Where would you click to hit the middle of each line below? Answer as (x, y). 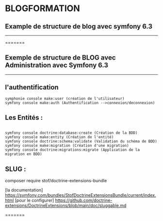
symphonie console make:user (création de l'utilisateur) (65, 98)
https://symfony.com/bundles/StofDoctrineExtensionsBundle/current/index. (81, 195)
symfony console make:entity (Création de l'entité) (59, 137)
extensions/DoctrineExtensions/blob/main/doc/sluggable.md (66, 205)
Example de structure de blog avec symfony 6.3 (79, 26)
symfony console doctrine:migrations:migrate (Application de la (72, 150)
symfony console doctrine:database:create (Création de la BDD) (71, 133)
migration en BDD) (24, 154)
